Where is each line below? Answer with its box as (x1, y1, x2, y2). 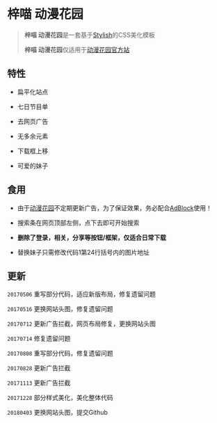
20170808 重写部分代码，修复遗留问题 (7, 349, 113, 358)
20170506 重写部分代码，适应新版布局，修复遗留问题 (7, 290, 156, 298)
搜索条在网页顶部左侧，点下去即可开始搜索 (17, 218, 140, 227)
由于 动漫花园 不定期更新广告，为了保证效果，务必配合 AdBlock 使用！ (17, 203, 212, 212)
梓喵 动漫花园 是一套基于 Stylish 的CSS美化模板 (24, 31, 155, 39)
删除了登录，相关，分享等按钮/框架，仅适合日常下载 (17, 233, 167, 241)
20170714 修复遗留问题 (7, 335, 71, 343)
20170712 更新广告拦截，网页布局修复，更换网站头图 (7, 319, 156, 328)
